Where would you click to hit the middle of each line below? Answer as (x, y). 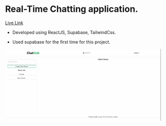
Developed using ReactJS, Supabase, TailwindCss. (64, 32)
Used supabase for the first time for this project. (61, 42)
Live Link (14, 23)
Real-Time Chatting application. (72, 9)
